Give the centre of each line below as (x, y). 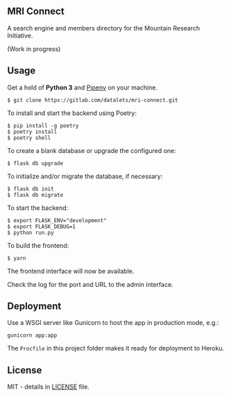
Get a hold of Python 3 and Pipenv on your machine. (83, 87)
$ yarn (17, 258)
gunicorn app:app (32, 335)
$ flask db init (31, 189)
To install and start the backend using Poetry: (72, 113)
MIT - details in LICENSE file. (49, 387)
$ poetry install (32, 132)
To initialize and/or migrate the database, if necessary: (85, 176)
